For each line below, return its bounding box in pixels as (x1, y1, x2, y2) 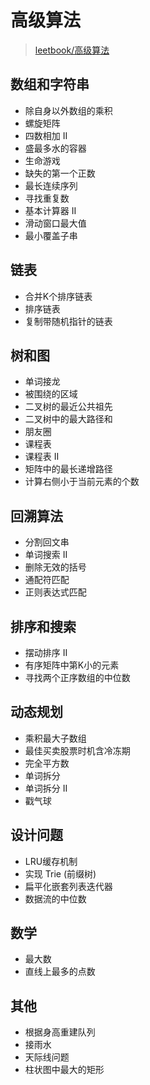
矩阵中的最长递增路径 (24, 463, 113, 475)
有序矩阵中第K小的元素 (24, 659, 120, 671)
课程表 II (24, 451, 60, 463)
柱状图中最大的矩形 (24, 1064, 105, 1076)
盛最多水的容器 (24, 142, 87, 154)
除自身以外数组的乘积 (24, 104, 113, 116)
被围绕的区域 (24, 388, 78, 400)
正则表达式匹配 (24, 586, 87, 598)
